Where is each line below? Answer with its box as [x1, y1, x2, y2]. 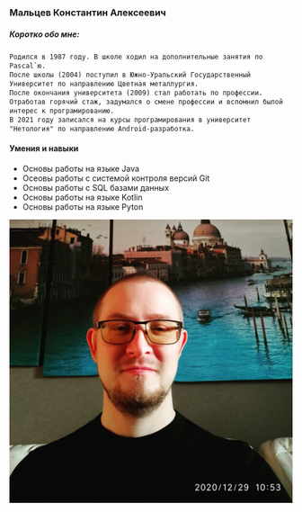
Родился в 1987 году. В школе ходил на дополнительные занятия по [9, 52, 263, 61]
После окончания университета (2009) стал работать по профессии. [9, 88, 263, 97]
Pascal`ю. [9, 61, 47, 70]
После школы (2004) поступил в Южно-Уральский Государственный [9, 70, 252, 79]
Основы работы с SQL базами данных [22, 183, 169, 193]
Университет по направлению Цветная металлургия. [9, 79, 200, 88]
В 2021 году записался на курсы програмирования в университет [9, 115, 252, 124]
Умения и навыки [9, 143, 79, 154]
